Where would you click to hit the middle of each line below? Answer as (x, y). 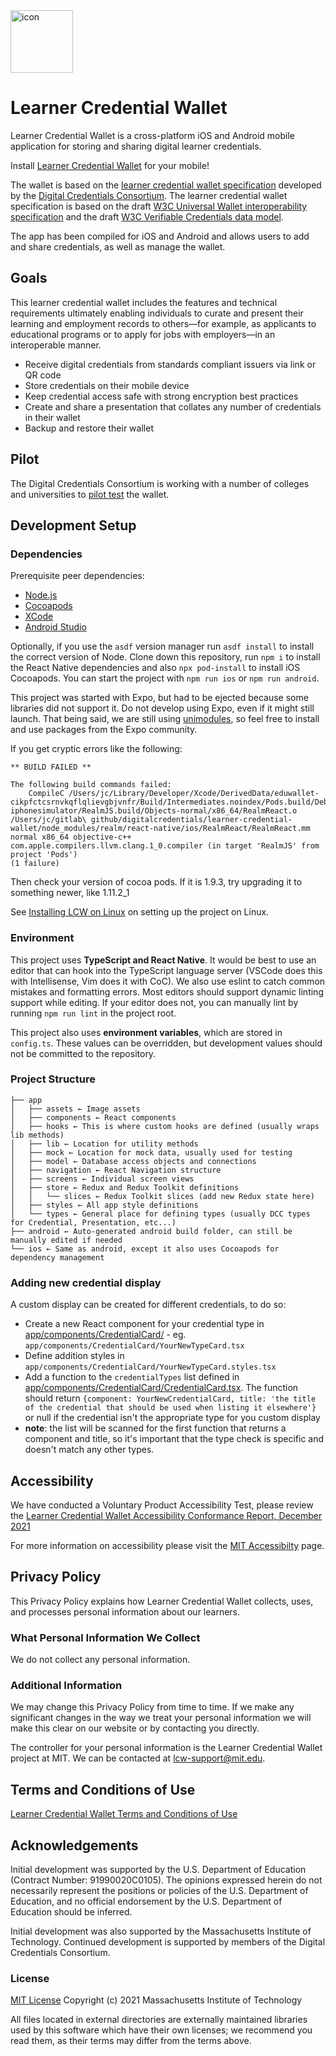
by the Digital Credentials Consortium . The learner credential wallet (149, 195)
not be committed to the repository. (83, 1053)
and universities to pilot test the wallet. (90, 494)
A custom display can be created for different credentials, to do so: (148, 1305)
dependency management (57, 1257)
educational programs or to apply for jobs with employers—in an (143, 334)
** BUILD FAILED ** (51, 767)
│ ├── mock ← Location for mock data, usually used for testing (151, 1152)
